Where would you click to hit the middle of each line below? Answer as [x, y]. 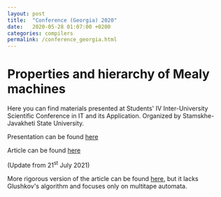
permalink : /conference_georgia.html [62, 40]
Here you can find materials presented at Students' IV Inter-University [108, 108]
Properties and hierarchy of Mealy [108, 74]
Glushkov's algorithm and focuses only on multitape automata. [97, 186]
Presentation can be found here [53, 137]
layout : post [26, 14]
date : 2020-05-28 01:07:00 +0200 [59, 27]
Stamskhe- [199, 116]
